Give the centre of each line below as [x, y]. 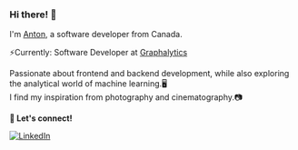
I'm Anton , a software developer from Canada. [96, 35]
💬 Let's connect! [41, 118]
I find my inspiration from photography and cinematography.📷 [126, 97]
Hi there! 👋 [33, 15]
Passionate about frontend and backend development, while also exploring [149, 74]
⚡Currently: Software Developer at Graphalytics [99, 53]
